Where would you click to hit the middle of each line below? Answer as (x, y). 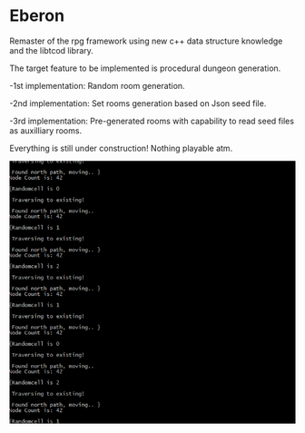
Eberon (37, 16)
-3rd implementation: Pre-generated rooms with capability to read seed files (152, 121)
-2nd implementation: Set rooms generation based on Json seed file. (138, 103)
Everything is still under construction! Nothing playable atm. (121, 148)
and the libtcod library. (51, 50)
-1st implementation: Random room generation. (97, 85)
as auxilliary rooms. (46, 130)
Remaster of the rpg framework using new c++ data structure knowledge (146, 41)
